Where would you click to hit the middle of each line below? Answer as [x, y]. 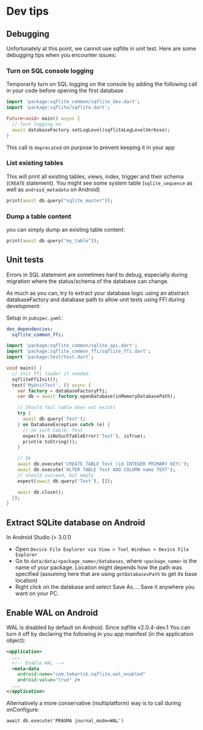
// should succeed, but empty [56, 475]
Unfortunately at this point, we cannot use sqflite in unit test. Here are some [101, 48]
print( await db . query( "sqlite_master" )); [60, 201]
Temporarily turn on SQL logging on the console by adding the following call [102, 84]
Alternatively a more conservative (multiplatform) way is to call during [94, 703]
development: [23, 306]
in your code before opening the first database [65, 90]
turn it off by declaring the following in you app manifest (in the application [100, 633]
